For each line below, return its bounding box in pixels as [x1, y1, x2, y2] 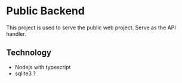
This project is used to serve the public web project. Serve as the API [6, 24, 176, 31]
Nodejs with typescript [14, 63, 71, 70]
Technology [6, 48, 52, 58]
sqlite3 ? [14, 70, 36, 77]
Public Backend [6, 4, 85, 18]
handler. [6, 30, 26, 37]
